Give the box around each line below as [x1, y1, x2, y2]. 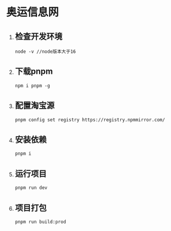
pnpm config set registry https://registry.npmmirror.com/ [14, 116, 166, 123]
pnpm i [14, 151, 32, 157]
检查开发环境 [14, 31, 63, 41]
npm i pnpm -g [14, 82, 50, 89]
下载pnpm [14, 67, 53, 77]
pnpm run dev [14, 185, 48, 191]
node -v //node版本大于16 [14, 49, 76, 55]
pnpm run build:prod [14, 219, 66, 225]
